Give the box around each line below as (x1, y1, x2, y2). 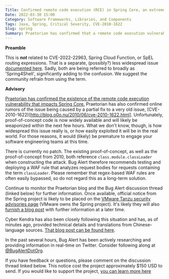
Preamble (5, 45, 26, 51)
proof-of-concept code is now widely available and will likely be (5, 117, 138, 123)
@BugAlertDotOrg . (5, 248, 44, 253)
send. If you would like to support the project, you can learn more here (5, 268, 151, 274)
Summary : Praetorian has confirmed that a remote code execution (5, 31, 145, 36)
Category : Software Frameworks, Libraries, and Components (5, 17, 132, 22)
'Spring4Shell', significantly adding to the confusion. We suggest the (5, 71, 147, 76)
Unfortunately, (133, 112, 163, 118)
